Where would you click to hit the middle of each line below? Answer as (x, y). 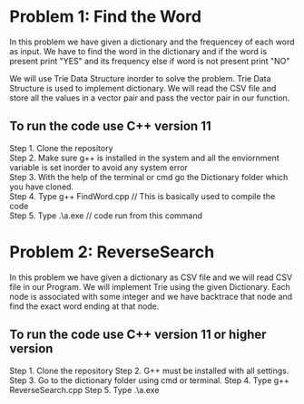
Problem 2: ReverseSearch (112, 252)
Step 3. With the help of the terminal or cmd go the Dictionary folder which (149, 177)
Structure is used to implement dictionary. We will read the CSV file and (143, 88)
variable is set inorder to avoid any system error (99, 167)
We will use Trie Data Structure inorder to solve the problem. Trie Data (140, 78)
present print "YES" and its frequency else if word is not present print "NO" (150, 61)
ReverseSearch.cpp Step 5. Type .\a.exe (84, 390)
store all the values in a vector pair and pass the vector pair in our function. (150, 98)
